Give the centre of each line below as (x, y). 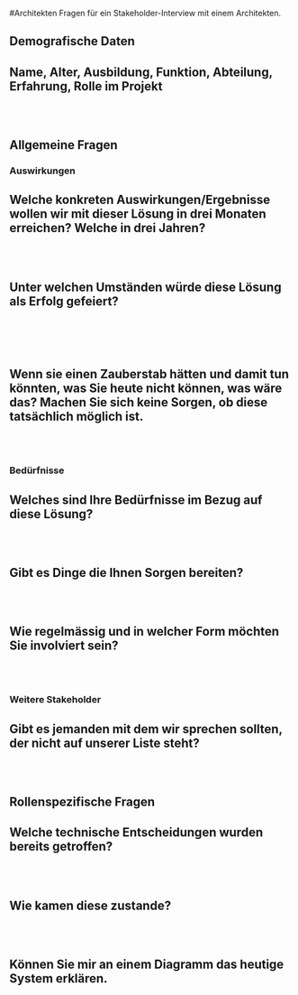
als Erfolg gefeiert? (64, 301)
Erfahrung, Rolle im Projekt (86, 86)
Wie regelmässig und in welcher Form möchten (144, 632)
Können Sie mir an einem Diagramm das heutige (147, 965)
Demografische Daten (72, 41)
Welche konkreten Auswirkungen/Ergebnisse (140, 200)
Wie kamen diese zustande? (90, 905)
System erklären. (59, 979)
